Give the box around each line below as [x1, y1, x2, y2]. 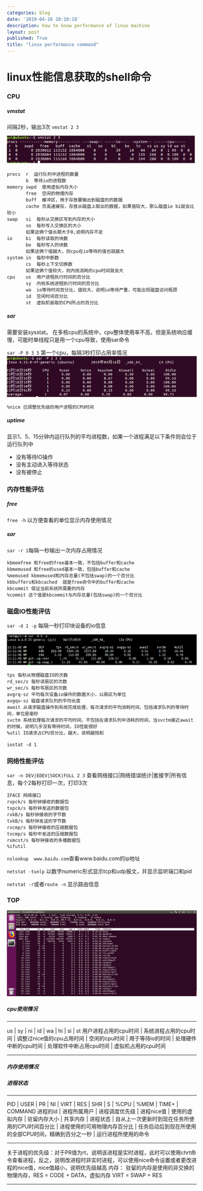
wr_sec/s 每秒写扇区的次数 [7, 685, 67, 691]
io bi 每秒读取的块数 [7, 235, 68, 241]
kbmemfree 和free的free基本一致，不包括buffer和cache [7, 560, 135, 566]
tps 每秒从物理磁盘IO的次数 [7, 672, 68, 679]
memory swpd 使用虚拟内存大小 [7, 184, 78, 190]
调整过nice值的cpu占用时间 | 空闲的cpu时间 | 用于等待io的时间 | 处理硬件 [16, 1034, 197, 1042]
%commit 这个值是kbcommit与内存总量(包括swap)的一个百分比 [7, 592, 143, 598]
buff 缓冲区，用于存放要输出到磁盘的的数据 [25, 197, 123, 203]
